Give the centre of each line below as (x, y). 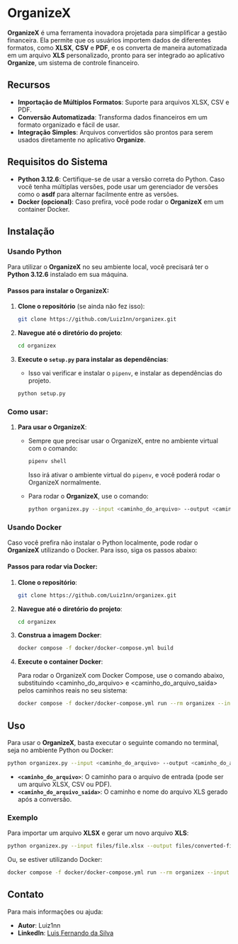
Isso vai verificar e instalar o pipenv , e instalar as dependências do (125, 373)
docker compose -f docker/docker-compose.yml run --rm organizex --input (119, 872)
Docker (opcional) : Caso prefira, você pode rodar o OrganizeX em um (121, 201)
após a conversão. (45, 799)
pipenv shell (47, 462)
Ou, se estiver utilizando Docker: (55, 859)
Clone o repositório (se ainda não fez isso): (81, 307)
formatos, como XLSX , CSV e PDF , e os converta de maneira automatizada (117, 47)
